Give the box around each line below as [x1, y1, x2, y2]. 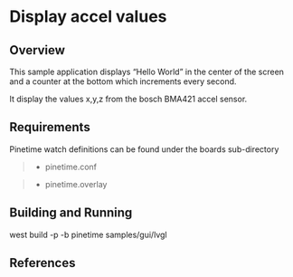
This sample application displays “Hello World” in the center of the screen [9, 66, 285, 77]
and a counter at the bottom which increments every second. [9, 76, 237, 87]
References [9, 255, 76, 271]
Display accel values [9, 6, 167, 27]
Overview [9, 43, 66, 58]
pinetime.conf [44, 161, 98, 172]
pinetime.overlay [44, 178, 108, 189]
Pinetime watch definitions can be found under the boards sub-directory [9, 143, 279, 155]
